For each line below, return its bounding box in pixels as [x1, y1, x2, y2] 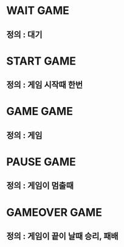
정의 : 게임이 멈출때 [6, 181, 74, 191]
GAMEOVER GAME [6, 205, 102, 219]
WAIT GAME [6, 4, 70, 18]
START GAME [6, 54, 77, 68]
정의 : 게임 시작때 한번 [6, 80, 83, 90]
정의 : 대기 [6, 29, 43, 40]
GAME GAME [6, 105, 73, 119]
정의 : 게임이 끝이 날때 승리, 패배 [6, 231, 119, 241]
